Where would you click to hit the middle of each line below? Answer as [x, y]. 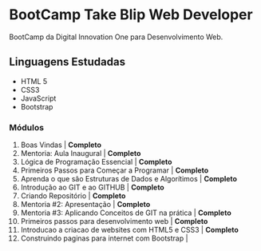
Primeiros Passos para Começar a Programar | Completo [115, 170]
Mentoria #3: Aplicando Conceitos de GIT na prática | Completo [126, 213]
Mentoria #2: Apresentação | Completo [85, 205]
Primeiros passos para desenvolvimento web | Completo [114, 221]
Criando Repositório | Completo [73, 196]
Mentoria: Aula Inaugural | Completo [81, 153]
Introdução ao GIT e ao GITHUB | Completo [92, 187]
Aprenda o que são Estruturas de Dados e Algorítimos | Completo [129, 179]
